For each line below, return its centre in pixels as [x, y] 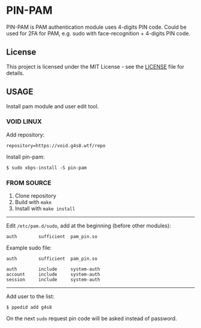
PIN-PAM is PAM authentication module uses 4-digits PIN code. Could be [96, 27]
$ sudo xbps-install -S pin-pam [46, 168]
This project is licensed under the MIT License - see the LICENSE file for [95, 66]
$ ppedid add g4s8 [29, 308]
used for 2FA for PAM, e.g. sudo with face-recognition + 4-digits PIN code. [98, 33]
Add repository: [25, 135]
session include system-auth [53, 280]
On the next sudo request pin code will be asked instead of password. [92, 318]
